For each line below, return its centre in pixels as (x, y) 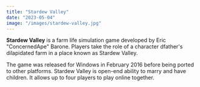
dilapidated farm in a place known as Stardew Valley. (72, 53)
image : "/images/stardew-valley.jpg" (54, 23)
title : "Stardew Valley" (38, 12)
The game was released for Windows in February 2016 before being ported (100, 65)
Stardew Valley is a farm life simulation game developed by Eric (86, 40)
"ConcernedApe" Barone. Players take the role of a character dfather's (95, 47)
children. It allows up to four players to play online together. (80, 78)
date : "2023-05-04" (31, 18)
